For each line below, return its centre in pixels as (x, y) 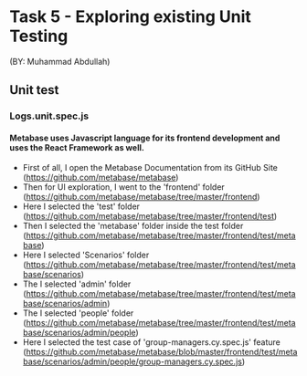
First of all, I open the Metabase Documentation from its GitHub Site (150, 168)
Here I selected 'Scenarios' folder (86, 255)
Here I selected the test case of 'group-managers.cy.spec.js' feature (151, 342)
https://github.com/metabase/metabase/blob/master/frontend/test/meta (162, 352)
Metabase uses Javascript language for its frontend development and (145, 138)
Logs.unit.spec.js (49, 116)
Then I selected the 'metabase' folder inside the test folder (133, 226)
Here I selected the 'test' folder (81, 206)
